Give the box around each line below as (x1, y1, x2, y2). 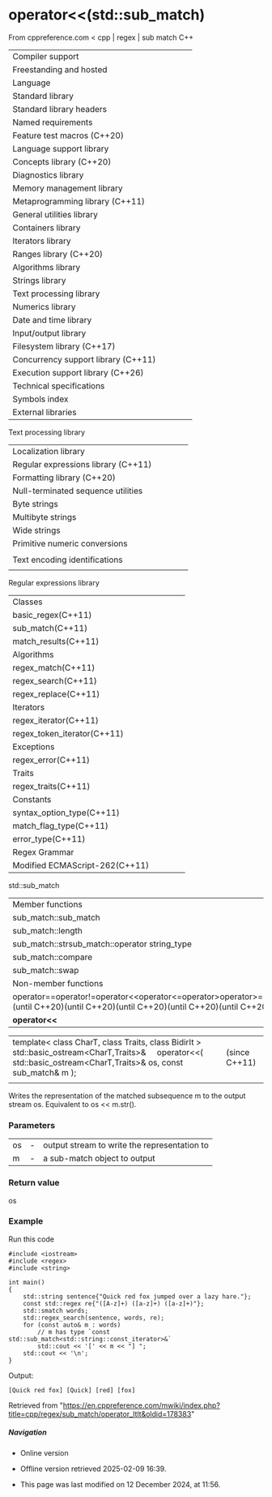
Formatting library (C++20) (12, 472, 116, 483)
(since (225, 1046, 250, 1057)
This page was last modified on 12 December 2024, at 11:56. (19, 1479, 221, 1489)
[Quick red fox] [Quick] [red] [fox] (8, 1386, 136, 1394)
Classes (12, 596, 43, 607)
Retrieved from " (8, 1400, 63, 1410)
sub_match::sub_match (12, 911, 101, 923)
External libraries (12, 406, 77, 418)
